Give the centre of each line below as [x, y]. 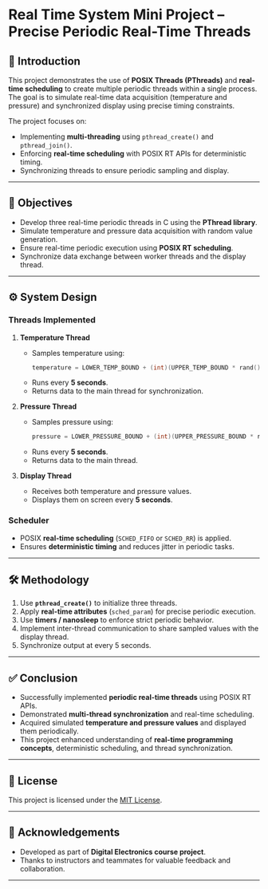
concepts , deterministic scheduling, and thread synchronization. [126, 749]
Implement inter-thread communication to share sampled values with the [139, 629]
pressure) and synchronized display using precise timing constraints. [122, 106]
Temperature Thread [55, 338]
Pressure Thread [48, 407]
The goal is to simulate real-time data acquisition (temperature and [118, 97]
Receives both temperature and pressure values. [112, 492]
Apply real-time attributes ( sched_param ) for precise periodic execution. [138, 611]
